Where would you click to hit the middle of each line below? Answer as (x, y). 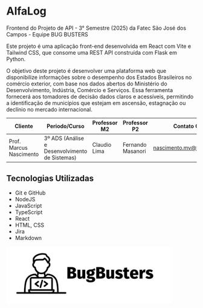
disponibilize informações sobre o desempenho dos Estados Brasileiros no (99, 77)
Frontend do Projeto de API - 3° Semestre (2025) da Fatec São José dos (96, 28)
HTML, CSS (29, 225)
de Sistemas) (60, 157)
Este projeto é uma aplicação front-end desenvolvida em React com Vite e (99, 46)
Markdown (28, 238)
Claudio (102, 144)
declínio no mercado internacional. (49, 109)
